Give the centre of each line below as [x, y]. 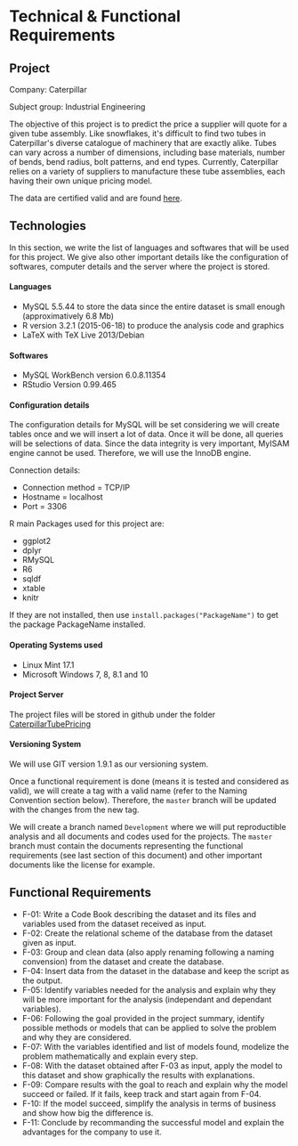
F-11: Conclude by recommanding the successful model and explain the [153, 1122]
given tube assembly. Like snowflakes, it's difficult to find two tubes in [138, 134]
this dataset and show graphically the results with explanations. [138, 1075]
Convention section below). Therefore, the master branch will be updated [143, 801]
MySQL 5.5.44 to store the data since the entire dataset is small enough [153, 307]
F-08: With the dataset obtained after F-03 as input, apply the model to [152, 1065]
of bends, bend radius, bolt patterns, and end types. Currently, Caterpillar [144, 162]
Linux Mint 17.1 [48, 664]
